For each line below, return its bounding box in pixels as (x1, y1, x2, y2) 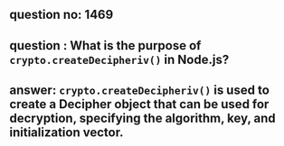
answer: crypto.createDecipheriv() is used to (9, 83, 270, 98)
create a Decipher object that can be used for (9, 96, 270, 112)
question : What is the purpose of (9, 38, 202, 53)
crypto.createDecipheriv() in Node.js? (9, 51, 230, 67)
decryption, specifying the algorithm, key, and (9, 111, 276, 126)
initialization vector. (9, 125, 124, 141)
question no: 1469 (9, 7, 114, 23)
